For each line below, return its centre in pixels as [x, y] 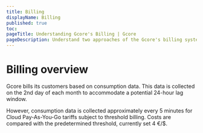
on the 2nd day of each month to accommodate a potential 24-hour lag [95, 92]
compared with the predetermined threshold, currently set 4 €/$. [87, 123]
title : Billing [25, 12]
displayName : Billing [34, 17]
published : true [27, 23]
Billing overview [47, 70]
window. [17, 99]
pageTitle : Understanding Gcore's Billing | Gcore [71, 34]
